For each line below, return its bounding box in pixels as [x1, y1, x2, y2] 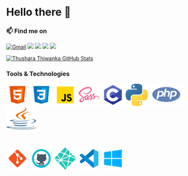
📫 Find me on [6, 27, 47, 35]
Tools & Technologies [6, 70, 70, 78]
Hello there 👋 [6, 5, 72, 19]
